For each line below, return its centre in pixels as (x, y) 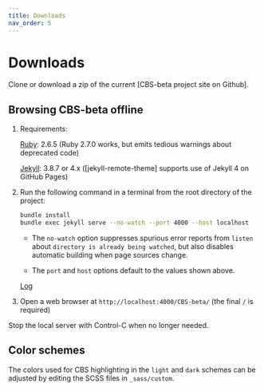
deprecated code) (49, 153)
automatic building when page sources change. (110, 255)
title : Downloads (37, 16)
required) (35, 310)
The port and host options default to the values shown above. (133, 271)
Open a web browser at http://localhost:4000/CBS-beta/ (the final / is (136, 301)
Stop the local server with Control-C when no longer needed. (108, 325)
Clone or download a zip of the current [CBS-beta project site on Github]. (129, 85)
